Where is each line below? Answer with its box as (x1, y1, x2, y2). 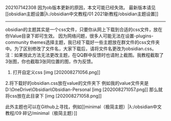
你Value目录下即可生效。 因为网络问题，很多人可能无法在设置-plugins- (5, 33, 154, 39)
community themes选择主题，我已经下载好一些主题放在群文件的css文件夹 (5, 39, 160, 45)
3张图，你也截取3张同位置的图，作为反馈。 (5, 58, 96, 64)
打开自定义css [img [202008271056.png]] (12, 69, 101, 75)
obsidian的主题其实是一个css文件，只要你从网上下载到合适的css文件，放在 (5, 27, 163, 32)
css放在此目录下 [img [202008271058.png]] (9, 93, 102, 99)
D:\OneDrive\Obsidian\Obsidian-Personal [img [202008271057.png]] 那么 (5, 86, 159, 92)
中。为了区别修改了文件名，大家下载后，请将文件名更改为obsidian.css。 (5, 45, 157, 52)
